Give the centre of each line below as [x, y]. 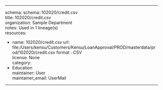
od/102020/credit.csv [34, 52]
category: [22, 63]
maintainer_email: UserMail [39, 78]
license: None [26, 58]
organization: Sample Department [39, 23]
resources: [16, 33]
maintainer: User [29, 73]
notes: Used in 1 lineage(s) [32, 28]
